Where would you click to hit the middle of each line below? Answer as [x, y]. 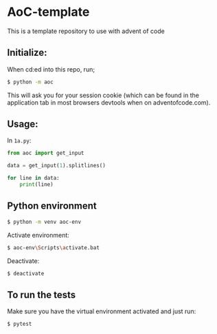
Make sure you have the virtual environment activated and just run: [102, 311]
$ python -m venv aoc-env [44, 222]
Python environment [52, 206]
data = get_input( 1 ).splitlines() [57, 166]
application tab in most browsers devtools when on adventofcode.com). [109, 102]
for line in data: [33, 178]
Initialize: [27, 53]
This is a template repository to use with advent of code [86, 31]
